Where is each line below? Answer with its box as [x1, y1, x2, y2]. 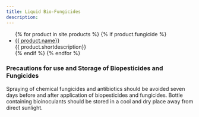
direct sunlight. [6, 104, 43, 111]
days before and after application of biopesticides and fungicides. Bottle [6, 91, 183, 99]
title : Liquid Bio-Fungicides [6, 8, 81, 15]
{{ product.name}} [14, 37, 60, 44]
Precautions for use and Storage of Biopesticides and [6, 64, 163, 72]
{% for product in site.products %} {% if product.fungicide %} [14, 30, 167, 37]
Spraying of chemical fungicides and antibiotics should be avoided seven [6, 85, 185, 92]
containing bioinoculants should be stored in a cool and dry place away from [6, 97, 194, 105]
